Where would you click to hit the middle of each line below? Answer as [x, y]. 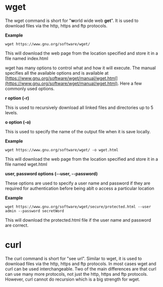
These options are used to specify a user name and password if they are [78, 183]
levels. [11, 113]
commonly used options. [30, 88]
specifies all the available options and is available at [57, 73]
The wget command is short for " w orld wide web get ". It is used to [72, 20]
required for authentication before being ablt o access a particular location [80, 188]
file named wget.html [26, 164]
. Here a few [130, 83]
